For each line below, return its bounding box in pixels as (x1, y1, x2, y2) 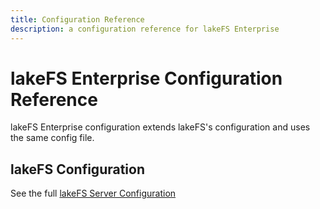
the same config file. (10, 132, 95, 144)
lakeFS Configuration (10, 161, 145, 178)
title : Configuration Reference (10, 14, 145, 25)
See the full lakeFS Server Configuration (10, 187, 177, 200)
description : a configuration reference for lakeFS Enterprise (10, 24, 280, 34)
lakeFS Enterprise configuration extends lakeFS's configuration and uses (10, 121, 311, 133)
